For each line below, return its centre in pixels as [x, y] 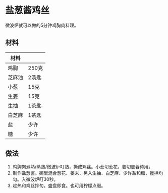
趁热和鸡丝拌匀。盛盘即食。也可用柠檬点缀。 [59, 185]
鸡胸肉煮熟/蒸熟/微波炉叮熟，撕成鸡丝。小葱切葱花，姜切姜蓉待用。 [82, 166]
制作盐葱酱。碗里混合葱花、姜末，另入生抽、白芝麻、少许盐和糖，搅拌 [86, 173]
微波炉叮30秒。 [42, 179]
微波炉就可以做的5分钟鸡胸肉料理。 [42, 25]
